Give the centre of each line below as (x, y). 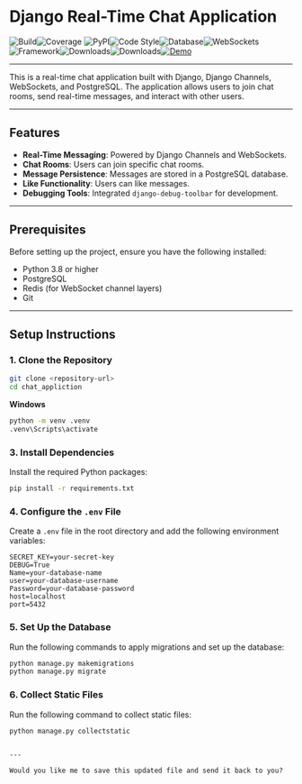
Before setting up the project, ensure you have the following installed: (138, 251)
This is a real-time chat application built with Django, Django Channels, (140, 77)
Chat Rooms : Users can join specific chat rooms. (113, 164)
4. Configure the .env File (65, 511)
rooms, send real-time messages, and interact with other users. (127, 96)
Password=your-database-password (72, 589)
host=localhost (38, 597)
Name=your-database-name (56, 573)
